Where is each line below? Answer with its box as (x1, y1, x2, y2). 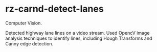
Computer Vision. (5, 20, 42, 26)
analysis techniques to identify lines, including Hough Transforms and (5, 35, 152, 41)
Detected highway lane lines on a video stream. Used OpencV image (5, 30, 150, 36)
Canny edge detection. (5, 40, 54, 46)
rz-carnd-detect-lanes (5, 3, 104, 15)
